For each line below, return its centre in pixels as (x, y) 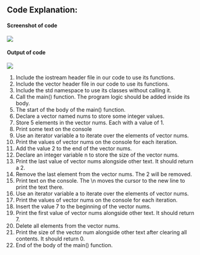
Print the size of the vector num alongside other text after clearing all (101, 232)
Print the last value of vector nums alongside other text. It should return (105, 161)
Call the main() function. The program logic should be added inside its (102, 97)
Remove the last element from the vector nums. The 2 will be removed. (104, 174)
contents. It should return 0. (50, 239)
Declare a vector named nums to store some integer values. (90, 116)
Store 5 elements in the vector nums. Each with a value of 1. (90, 122)
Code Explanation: (42, 10)
